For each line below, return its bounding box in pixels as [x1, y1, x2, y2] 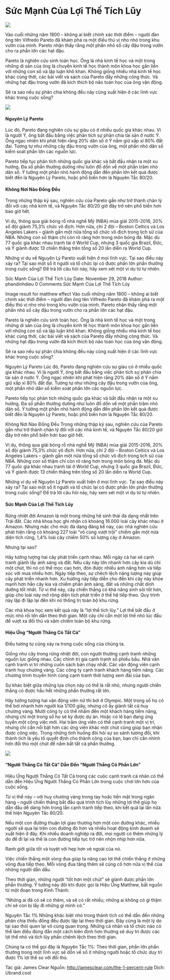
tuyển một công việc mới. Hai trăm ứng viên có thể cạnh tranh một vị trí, [5, 719, 156, 725]
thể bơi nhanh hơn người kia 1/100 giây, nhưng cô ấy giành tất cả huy [5, 702, 149, 709]
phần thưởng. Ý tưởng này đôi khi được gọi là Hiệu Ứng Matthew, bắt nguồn [5, 881, 162, 887]
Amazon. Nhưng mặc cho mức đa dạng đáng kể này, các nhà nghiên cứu [5, 523, 158, 529]
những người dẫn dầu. [5, 866, 52, 872]
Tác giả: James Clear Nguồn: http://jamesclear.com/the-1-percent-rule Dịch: [5, 964, 165, 970]
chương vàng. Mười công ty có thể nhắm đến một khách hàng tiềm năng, [5, 708, 157, 714]
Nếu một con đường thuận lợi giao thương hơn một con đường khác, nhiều [5, 819, 160, 826]
